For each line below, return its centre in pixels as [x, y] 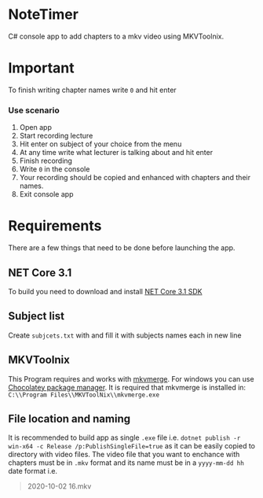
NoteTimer [43, 15]
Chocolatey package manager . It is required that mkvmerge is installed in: [127, 387]
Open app [36, 127]
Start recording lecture [56, 136]
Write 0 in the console [55, 169]
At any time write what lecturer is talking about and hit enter [116, 153]
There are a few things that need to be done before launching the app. [122, 248]
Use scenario [34, 110]
